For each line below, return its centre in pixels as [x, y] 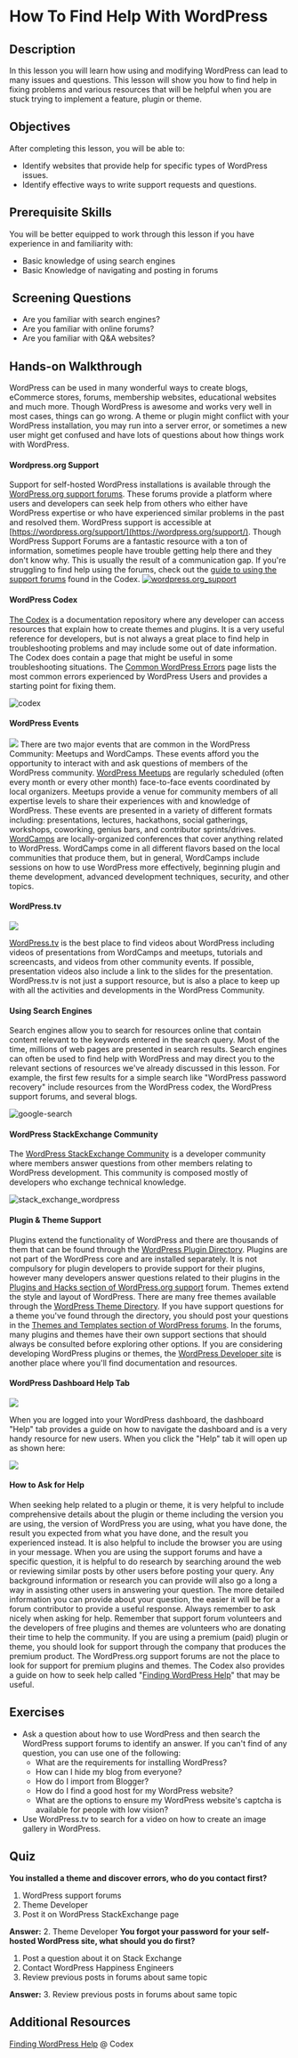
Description [42, 49]
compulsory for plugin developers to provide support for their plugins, [137, 1268]
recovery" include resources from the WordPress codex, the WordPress [141, 1087]
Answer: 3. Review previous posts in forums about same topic [123, 1994]
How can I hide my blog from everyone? [109, 1771]
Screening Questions [72, 299]
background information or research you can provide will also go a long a [143, 1581]
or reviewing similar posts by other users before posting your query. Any [142, 1571]
